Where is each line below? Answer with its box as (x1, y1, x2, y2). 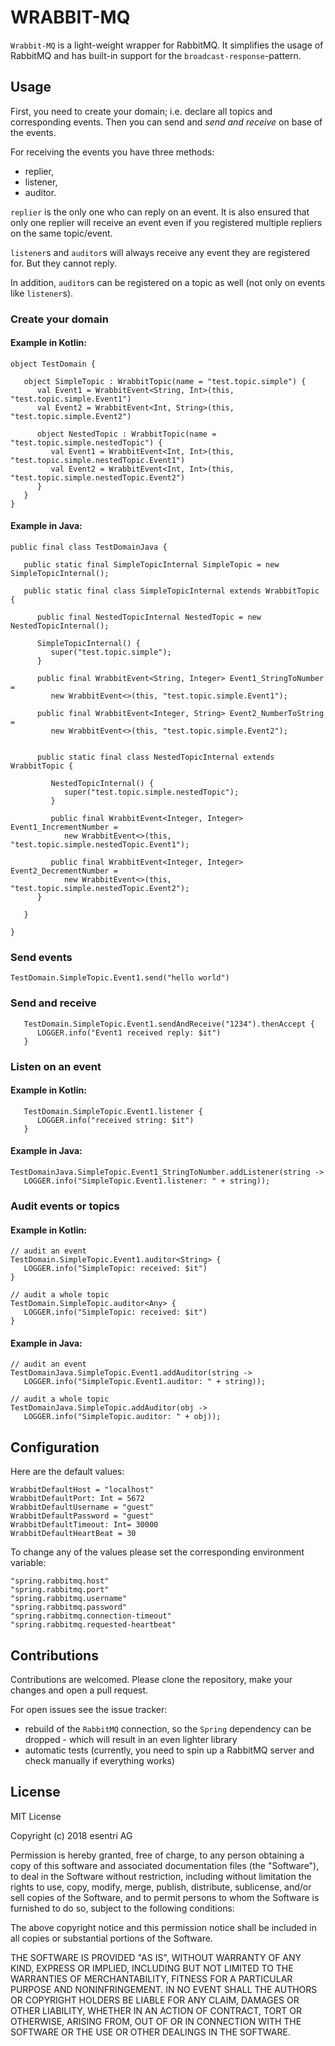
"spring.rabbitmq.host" (10, 1576, 110, 1586)
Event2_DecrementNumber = (10, 866, 118, 876)
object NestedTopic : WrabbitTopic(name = (36, 429, 217, 439)
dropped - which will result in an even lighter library (24, 1733, 238, 1745)
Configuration (10, 1439, 100, 1456)
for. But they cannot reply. (10, 257, 118, 269)
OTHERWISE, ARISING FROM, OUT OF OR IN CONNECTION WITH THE (10, 2015, 302, 2027)
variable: (10, 1557, 47, 1569)
